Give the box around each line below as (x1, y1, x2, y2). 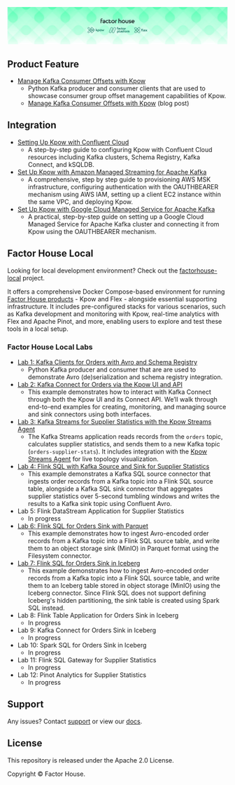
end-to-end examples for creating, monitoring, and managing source (27, 402, 227, 411)
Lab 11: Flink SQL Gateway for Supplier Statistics (17, 655, 157, 664)
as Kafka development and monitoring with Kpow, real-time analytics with (7, 309, 220, 318)
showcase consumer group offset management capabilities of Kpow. (27, 91, 226, 100)
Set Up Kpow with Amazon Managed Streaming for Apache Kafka (17, 168, 207, 176)
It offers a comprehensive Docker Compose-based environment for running (7, 287, 225, 296)
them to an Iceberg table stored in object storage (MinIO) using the (27, 581, 220, 589)
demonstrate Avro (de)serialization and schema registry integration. (27, 372, 223, 381)
